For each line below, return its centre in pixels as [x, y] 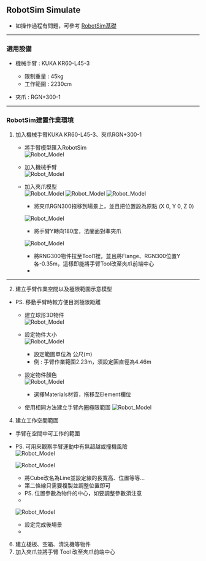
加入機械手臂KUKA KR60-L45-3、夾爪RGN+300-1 [78, 135]
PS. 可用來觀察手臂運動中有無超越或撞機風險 [71, 446]
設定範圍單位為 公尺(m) [63, 354]
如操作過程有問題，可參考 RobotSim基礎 [66, 25]
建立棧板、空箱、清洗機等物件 [53, 544]
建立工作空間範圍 [37, 421]
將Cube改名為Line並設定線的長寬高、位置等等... [85, 478]
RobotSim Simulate [44, 10]
